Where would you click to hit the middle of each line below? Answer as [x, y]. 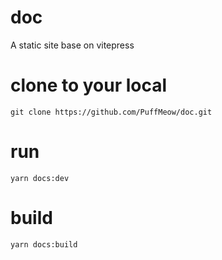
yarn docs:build [44, 244]
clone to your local [89, 85]
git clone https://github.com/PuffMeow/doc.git [111, 112]
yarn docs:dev [40, 178]
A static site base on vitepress [72, 45]
